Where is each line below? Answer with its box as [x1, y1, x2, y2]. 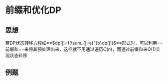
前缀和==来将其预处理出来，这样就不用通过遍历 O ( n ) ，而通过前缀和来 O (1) [5, 46, 156, 52]
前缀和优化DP [5, 4, 62, 16]
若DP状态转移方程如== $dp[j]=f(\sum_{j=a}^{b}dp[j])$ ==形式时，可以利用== [5, 40, 163, 46]
